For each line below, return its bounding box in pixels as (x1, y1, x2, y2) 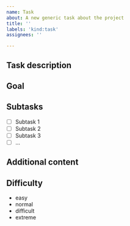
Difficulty (6, 177, 43, 188)
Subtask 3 (15, 131, 41, 139)
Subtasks (6, 102, 43, 112)
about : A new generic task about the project (6, 15, 124, 21)
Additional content (6, 157, 79, 168)
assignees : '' (6, 32, 43, 38)
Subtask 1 (15, 118, 40, 125)
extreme (15, 214, 37, 221)
